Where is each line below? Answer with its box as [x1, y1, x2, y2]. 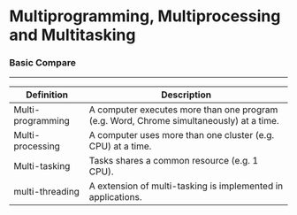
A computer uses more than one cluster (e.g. [88, 129, 275, 142]
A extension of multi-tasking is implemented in [88, 180, 284, 192]
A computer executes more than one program [88, 104, 278, 116]
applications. [88, 191, 142, 203]
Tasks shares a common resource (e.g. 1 [88, 155, 259, 167]
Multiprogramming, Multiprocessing [9, 6, 281, 27]
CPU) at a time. [88, 140, 152, 152]
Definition [26, 88, 69, 101]
